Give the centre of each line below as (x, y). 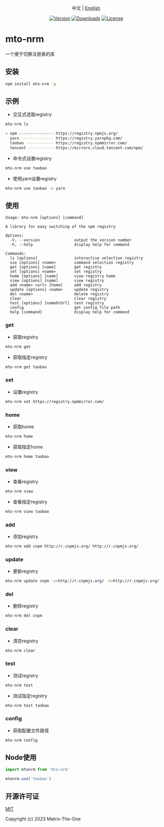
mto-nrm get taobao (26, 367)
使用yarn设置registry (35, 178)
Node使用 (21, 757)
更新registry (25, 571)
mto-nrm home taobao (27, 456)
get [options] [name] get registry (56, 267)
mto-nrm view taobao (27, 511)
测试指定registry (30, 695)
